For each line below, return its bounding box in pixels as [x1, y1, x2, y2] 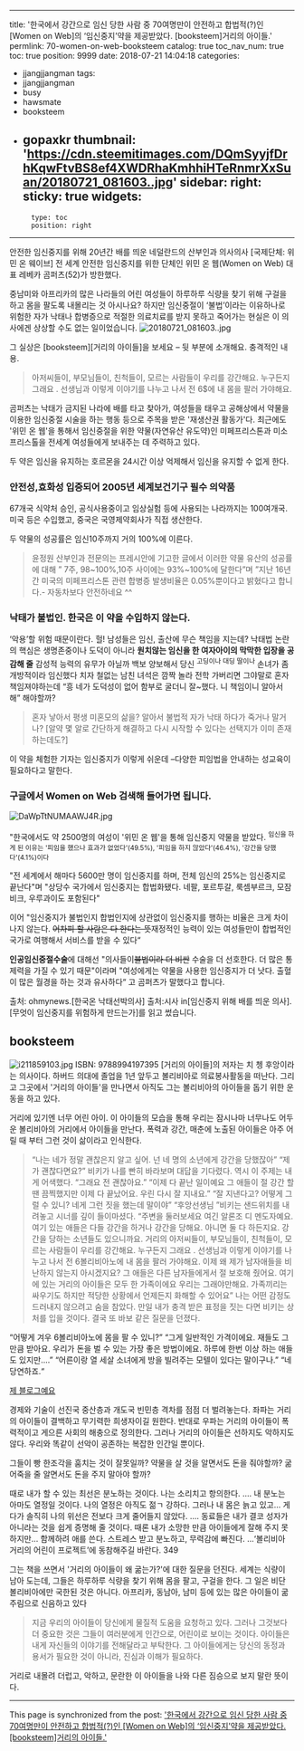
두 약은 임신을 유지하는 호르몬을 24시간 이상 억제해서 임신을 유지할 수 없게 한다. [9, 455, 290, 466]
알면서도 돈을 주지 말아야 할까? [43, 1469, 151, 1479]
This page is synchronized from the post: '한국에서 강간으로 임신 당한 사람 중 [9, 1708, 288, 1720]
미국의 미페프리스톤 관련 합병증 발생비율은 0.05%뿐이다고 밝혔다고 [41, 576, 277, 587]
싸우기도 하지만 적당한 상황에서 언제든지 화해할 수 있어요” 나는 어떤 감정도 [31, 1289, 291, 1300]
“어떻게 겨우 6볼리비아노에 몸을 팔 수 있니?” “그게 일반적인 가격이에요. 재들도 [9, 1332, 280, 1343]
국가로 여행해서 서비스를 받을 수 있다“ [9, 934, 141, 946]
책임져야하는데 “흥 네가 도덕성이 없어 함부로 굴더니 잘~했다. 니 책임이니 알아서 [9, 681, 283, 693]
